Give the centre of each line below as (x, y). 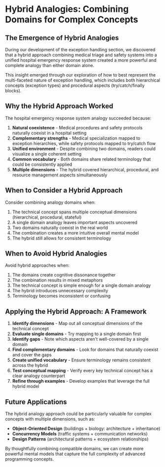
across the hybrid (30, 365)
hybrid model (26, 387)
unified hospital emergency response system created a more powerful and (81, 60)
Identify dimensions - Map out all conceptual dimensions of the (77, 323)
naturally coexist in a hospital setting (49, 133)
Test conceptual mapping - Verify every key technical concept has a (82, 371)
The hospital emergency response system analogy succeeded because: (78, 118)
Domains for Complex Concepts (72, 19)
